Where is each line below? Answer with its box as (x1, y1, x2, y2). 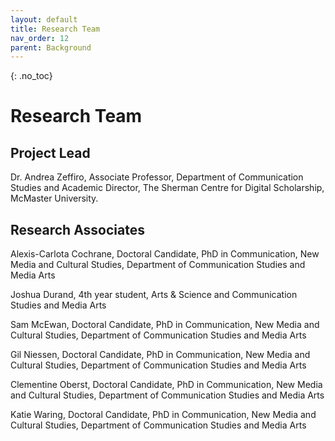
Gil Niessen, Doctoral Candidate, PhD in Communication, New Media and (10, 349, 311, 361)
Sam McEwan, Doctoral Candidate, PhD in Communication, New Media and (10, 319, 320, 331)
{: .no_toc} (10, 70, 53, 82)
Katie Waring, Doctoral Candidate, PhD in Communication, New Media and (10, 409, 317, 421)
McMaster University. (10, 192, 99, 205)
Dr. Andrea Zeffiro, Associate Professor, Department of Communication (10, 171, 304, 183)
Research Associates (10, 221, 145, 238)
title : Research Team (10, 24, 101, 34)
